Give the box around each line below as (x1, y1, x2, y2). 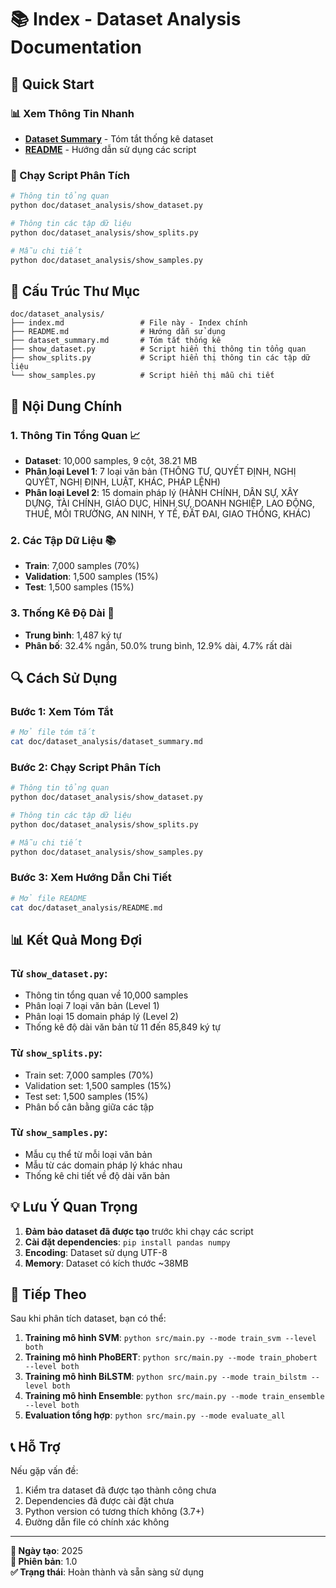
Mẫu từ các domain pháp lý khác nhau (24, 1159, 183, 1171)
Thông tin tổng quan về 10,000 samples (24, 989, 189, 1001)
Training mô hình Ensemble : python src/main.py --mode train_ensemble (24, 1390, 325, 1402)
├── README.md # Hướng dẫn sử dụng (10, 327, 226, 337)
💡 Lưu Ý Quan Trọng (10, 1199, 138, 1216)
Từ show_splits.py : (10, 1046, 103, 1060)
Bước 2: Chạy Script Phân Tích (10, 760, 162, 774)
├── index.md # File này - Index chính (10, 318, 248, 328)
